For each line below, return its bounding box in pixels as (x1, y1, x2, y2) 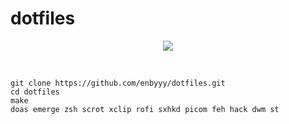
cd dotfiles (10, 87, 60, 97)
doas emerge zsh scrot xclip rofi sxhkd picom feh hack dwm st (10, 104, 280, 114)
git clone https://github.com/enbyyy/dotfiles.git (10, 78, 226, 88)
